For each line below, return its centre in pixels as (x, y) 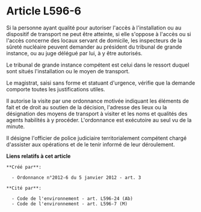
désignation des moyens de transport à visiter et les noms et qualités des (97, 114)
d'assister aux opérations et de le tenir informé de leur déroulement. (91, 144)
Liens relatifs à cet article (39, 156)
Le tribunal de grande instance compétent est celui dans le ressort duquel (98, 65)
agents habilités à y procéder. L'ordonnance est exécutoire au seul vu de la (99, 120)
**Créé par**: (24, 167)
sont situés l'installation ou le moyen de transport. (68, 71)
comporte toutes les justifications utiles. (56, 89)
